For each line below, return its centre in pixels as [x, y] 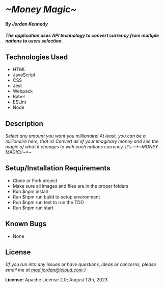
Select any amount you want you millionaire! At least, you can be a [76, 136]
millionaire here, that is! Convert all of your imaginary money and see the [82, 141]
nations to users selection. [34, 41]
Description [24, 124]
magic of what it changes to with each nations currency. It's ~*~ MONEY [82, 147]
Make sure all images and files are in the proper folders [71, 186]
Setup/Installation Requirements [58, 168]
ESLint [19, 102]
